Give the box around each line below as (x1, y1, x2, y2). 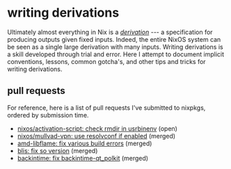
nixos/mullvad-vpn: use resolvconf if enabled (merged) (17, 131, 176, 140)
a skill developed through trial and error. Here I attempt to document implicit (7, 50, 225, 58)
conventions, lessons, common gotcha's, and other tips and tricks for (7, 57, 207, 65)
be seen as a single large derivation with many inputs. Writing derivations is (7, 42, 224, 51)
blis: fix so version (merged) (17, 146, 98, 154)
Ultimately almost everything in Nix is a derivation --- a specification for (7, 28, 214, 36)
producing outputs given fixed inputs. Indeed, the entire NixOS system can (7, 35, 221, 43)
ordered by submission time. (7, 111, 89, 119)
